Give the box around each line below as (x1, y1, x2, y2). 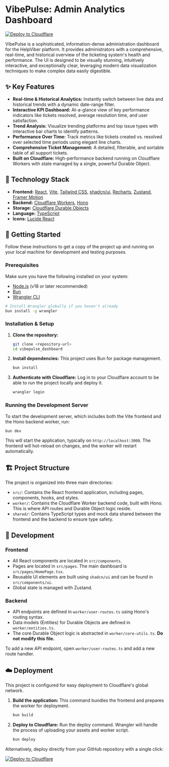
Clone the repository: (12, 332, 59, 338)
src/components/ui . (12, 579, 53, 585)
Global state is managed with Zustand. (12, 584, 93, 591)
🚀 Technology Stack (5, 175, 70, 184)
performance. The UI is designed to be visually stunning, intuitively (5, 57, 144, 63)
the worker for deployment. (12, 703, 70, 709)
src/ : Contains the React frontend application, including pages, (12, 489, 144, 495)
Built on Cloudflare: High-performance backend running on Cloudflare (12, 155, 160, 161)
